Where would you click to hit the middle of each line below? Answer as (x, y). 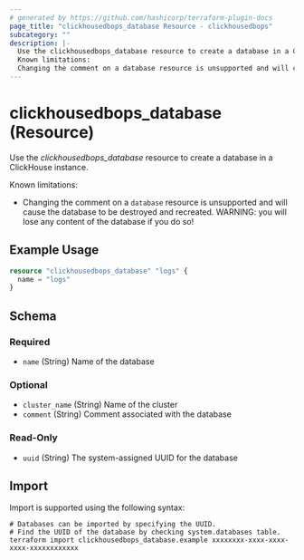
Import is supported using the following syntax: (97, 507)
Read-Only (34, 438)
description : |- (40, 43)
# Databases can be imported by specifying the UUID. (113, 525)
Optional (28, 384)
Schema (33, 316)
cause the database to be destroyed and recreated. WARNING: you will (155, 212)
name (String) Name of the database (89, 361)
